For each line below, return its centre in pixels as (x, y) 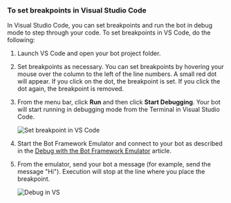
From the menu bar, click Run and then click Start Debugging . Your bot (119, 102)
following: (21, 40)
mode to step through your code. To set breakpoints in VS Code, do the (109, 32)
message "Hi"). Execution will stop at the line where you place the (111, 172)
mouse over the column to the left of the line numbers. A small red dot (117, 74)
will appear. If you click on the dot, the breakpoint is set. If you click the (119, 81)
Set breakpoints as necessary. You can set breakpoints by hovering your (121, 67)
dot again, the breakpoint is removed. (71, 89)
